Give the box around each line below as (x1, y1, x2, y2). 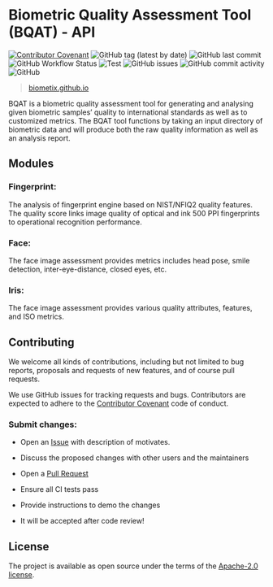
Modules (8, 157, 54, 171)
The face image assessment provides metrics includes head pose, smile (8, 255, 250, 265)
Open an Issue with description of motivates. (19, 437, 171, 447)
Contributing (8, 335, 75, 349)
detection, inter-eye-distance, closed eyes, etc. (8, 264, 167, 274)
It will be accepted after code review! (19, 516, 145, 526)
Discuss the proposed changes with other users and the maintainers (19, 453, 249, 463)
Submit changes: (8, 419, 77, 430)
